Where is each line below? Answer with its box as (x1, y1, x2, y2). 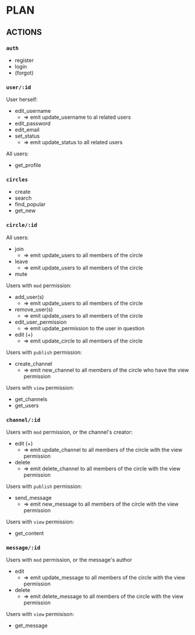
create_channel (14, 360, 53, 367)
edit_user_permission (14, 318, 67, 325)
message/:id (6, 544, 41, 551)
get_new (14, 207, 36, 214)
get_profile (14, 162, 41, 169)
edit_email (14, 126, 40, 133)
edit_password (14, 120, 51, 127)
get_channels (14, 395, 48, 402)
